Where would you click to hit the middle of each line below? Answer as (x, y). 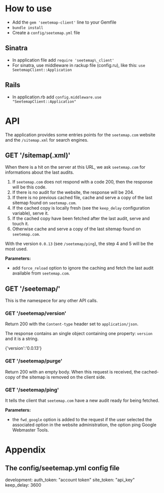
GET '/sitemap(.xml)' (38, 155)
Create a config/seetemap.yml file (46, 32)
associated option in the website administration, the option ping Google (84, 425)
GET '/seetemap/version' (36, 313)
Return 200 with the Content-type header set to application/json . (72, 324)
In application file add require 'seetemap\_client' (63, 60)
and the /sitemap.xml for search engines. (47, 140)
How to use (28, 9)
